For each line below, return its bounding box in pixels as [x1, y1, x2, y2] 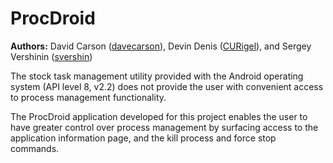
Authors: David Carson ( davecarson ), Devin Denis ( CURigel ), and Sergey [10, 40, 312, 52]
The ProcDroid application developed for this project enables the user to [10, 110, 308, 122]
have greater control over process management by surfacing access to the [10, 121, 319, 133]
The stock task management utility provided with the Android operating [10, 70, 304, 82]
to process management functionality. [10, 91, 167, 103]
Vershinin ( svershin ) [10, 50, 93, 62]
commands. [10, 142, 60, 154]
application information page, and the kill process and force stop [10, 132, 277, 144]
